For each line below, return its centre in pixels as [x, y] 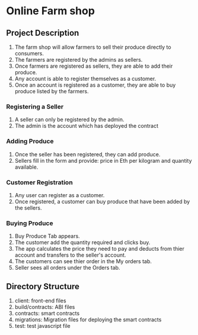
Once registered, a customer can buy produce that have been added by [102, 201]
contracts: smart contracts [47, 313]
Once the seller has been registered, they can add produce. [87, 154]
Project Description [43, 33]
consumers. [29, 53]
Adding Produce [30, 141]
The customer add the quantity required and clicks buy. [82, 242]
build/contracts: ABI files [45, 307]
